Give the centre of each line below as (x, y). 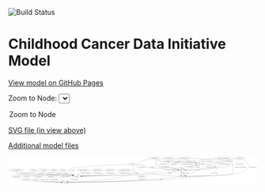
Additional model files (44, 145)
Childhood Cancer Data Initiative (117, 44)
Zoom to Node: (33, 98)
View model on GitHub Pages (56, 82)
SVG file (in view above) (47, 130)
